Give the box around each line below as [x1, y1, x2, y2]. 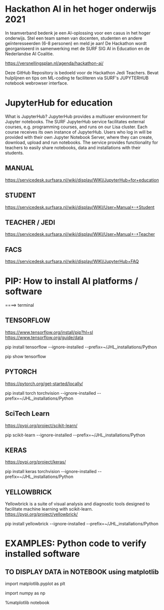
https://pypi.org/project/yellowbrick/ [5, 511, 78, 517]
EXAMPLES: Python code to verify [5, 538, 146, 549]
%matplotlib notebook [5, 600, 50, 606]
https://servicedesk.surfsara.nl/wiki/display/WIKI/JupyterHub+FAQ [5, 258, 139, 265]
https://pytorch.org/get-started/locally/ [5, 381, 83, 386]
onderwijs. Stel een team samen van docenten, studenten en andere [5, 35, 143, 41]
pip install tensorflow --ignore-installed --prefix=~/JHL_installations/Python [5, 344, 157, 350]
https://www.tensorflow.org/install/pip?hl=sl [5, 329, 94, 335]
